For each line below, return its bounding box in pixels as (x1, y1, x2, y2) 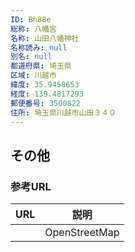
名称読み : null (10, 42, 68, 53)
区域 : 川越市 (10, 71, 57, 81)
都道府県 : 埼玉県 (10, 61, 72, 71)
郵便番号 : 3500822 (10, 98, 82, 108)
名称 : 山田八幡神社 (10, 33, 80, 43)
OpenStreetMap (44, 226, 120, 240)
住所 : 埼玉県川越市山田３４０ (10, 107, 117, 118)
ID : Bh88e (10, 14, 52, 25)
